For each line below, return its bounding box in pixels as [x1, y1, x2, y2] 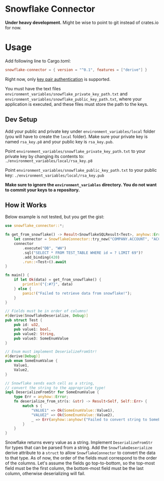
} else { [14, 286, 32, 291]
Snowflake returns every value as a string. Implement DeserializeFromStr [5, 440, 153, 445]
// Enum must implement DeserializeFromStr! [5, 349, 97, 354]
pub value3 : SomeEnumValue [14, 336, 69, 341]
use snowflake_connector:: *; [5, 223, 64, 228]
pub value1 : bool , [14, 327, 51, 332]
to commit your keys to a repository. [5, 187, 80, 193]
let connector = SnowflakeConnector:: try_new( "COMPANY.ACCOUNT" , [14, 237, 150, 242]
